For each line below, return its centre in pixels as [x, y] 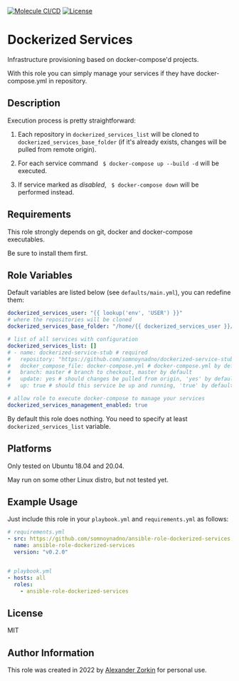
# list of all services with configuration [73, 339]
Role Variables [40, 275]
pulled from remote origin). [57, 149]
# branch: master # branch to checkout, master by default [100, 373]
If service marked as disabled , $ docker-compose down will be [108, 184]
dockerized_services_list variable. [59, 426]
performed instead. [46, 192]
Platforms [30, 449]
